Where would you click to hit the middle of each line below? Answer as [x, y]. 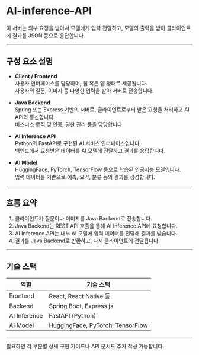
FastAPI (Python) [73, 316]
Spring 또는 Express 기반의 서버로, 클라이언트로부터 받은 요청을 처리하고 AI [102, 109]
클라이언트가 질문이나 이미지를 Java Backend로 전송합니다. [83, 218]
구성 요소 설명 [30, 61]
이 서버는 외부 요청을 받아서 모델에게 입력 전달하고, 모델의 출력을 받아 [86, 28]
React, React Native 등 [80, 296]
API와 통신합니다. [35, 117]
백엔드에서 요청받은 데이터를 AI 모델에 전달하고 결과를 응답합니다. [90, 151]
